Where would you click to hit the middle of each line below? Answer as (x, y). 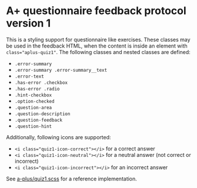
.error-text (29, 76)
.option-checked (34, 101)
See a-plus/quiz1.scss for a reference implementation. (71, 179)
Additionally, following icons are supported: (59, 137)
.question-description (42, 114)
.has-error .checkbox (41, 83)
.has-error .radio (37, 89)
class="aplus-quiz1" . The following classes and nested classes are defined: (98, 52)
